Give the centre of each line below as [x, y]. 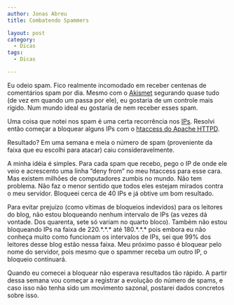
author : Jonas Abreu [37, 14]
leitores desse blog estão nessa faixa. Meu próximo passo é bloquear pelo [115, 244]
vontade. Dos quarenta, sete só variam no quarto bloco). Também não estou [117, 221]
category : [22, 39]
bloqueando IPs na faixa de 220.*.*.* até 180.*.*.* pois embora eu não [107, 229]
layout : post [26, 33]
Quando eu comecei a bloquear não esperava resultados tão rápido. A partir [117, 273]
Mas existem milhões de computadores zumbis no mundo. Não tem [104, 178]
